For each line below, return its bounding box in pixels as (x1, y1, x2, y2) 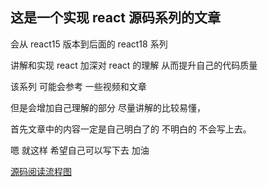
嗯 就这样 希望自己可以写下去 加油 (10, 144, 150, 156)
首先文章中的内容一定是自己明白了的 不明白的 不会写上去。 (10, 123, 252, 135)
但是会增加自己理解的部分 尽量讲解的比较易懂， (10, 101, 206, 113)
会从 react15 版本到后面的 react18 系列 (10, 38, 168, 50)
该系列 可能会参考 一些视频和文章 (10, 80, 147, 92)
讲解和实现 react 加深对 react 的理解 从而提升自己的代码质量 (10, 59, 258, 71)
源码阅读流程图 (10, 165, 72, 177)
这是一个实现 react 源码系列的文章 (10, 9, 221, 27)
